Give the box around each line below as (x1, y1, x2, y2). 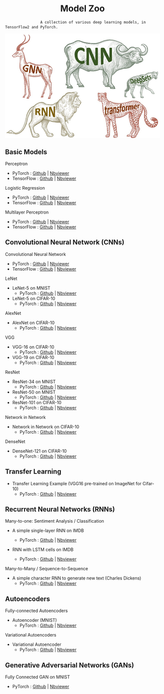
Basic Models (5, 148, 48, 156)
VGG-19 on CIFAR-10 (12, 354, 55, 360)
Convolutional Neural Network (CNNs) (5, 238, 125, 247)
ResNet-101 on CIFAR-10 (12, 399, 61, 405)
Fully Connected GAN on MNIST (5, 674, 70, 680)
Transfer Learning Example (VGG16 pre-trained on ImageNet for (12, 480, 141, 486)
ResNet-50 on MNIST (12, 389, 56, 395)
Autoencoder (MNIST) (12, 617, 57, 623)
